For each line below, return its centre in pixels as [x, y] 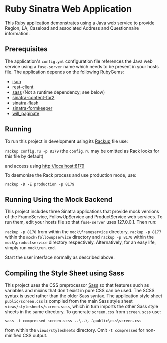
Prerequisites [26, 49]
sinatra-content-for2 [33, 97]
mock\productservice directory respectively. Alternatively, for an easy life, [81, 242]
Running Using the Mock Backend [59, 200]
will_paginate [26, 113]
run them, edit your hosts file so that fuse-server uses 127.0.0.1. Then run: [81, 222]
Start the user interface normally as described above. [60, 257]
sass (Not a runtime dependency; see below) [59, 92]
